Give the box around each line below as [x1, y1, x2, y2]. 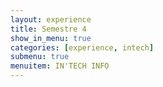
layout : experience [10, 14, 92, 25]
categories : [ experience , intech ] [10, 42, 155, 53]
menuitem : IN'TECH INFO [10, 61, 110, 71]
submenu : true [10, 52, 70, 62]
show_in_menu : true [10, 33, 92, 43]
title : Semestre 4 [10, 24, 87, 34]
